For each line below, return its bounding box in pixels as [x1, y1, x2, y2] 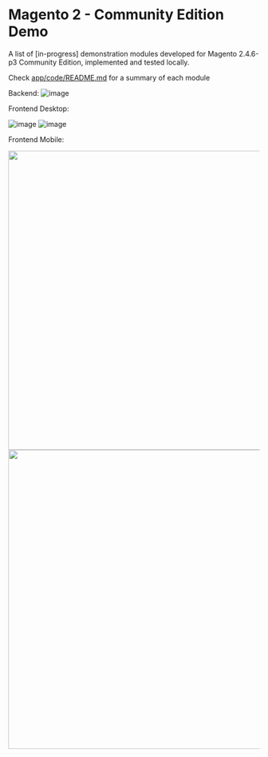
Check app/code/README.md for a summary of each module [8, 73, 211, 82]
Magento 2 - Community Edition [8, 6, 225, 24]
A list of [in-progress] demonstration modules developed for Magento [8, 49, 238, 58]
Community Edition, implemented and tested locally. [18, 57, 190, 67]
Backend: [8, 88, 40, 97]
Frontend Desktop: [8, 104, 69, 113]
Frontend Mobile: [8, 134, 65, 144]
